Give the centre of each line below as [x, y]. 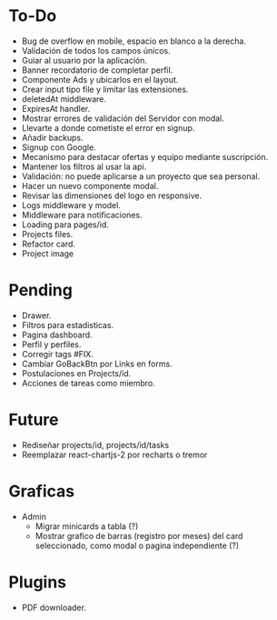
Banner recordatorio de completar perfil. [97, 70]
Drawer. [36, 315]
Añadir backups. [52, 137]
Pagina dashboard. [57, 335]
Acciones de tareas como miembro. [88, 383]
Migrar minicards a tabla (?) [87, 526]
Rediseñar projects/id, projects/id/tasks [95, 445]
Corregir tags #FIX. [58, 354]
